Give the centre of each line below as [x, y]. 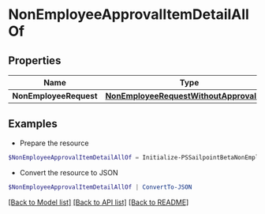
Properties [35, 60]
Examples [33, 124]
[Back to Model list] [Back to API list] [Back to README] [99, 202]
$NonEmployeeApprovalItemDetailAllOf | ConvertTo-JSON [100, 187]
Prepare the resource [54, 143]
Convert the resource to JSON [69, 172]
